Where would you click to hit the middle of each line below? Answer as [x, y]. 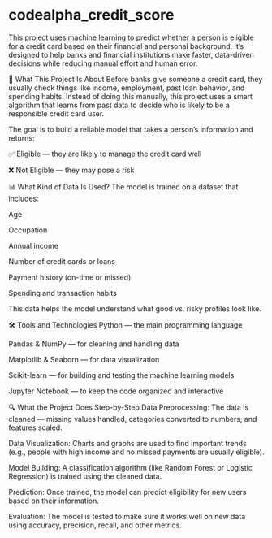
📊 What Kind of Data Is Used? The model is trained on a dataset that [123, 187]
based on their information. [54, 501]
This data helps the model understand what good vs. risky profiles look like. [135, 308]
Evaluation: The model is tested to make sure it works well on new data [127, 516]
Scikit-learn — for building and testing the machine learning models [121, 375]
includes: [24, 198]
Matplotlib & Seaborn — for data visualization [84, 359]
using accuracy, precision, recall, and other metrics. [95, 525]
